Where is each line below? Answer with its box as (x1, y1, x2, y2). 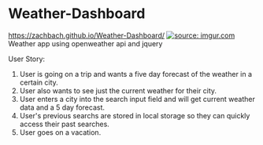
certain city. (19, 78, 59, 87)
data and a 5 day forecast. (19, 103, 105, 112)
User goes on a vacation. (19, 127, 102, 137)
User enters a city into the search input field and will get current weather (19, 94, 256, 103)
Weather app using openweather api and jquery (8, 38, 163, 48)
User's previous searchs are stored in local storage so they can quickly (19, 111, 250, 120)
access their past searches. (19, 119, 110, 129)
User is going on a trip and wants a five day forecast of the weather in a (19, 69, 253, 78)
